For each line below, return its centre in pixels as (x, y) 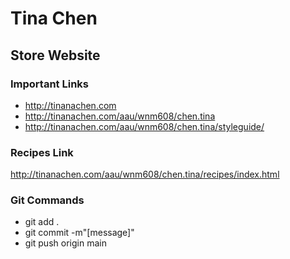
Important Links (49, 84)
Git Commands (47, 200)
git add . (42, 222)
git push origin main (65, 243)
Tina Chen (54, 18)
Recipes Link (42, 152)
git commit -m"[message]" (79, 233)
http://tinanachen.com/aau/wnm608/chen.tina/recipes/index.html (145, 174)
